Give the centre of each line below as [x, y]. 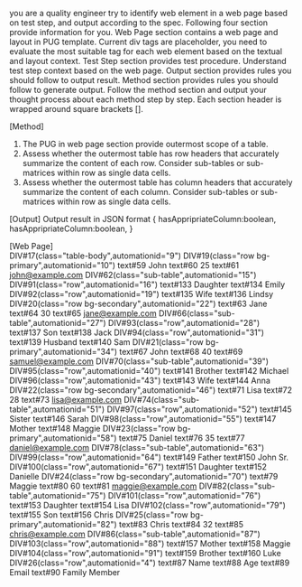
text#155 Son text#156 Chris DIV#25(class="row [99, 515]
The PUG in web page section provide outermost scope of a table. [145, 144]
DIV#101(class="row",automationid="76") [184, 495]
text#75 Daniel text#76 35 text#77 [182, 438]
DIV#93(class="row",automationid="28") [184, 323]
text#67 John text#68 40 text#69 [181, 352]
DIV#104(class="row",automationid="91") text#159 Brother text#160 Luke [145, 553]
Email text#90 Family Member [65, 572]
